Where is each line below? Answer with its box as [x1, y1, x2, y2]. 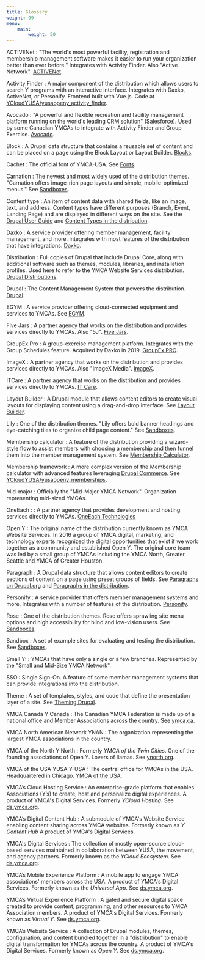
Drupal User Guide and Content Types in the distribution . [6, 217, 149, 224]
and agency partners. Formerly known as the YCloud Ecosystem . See [6, 853, 181, 860]
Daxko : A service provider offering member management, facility [6, 229, 171, 236]
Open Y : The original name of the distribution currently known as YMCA [6, 525, 189, 532]
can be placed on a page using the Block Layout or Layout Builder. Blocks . [6, 149, 193, 157]
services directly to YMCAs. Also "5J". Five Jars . [6, 328, 129, 336]
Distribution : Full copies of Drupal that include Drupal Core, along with [6, 254, 184, 261]
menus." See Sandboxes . [6, 186, 70, 193]
